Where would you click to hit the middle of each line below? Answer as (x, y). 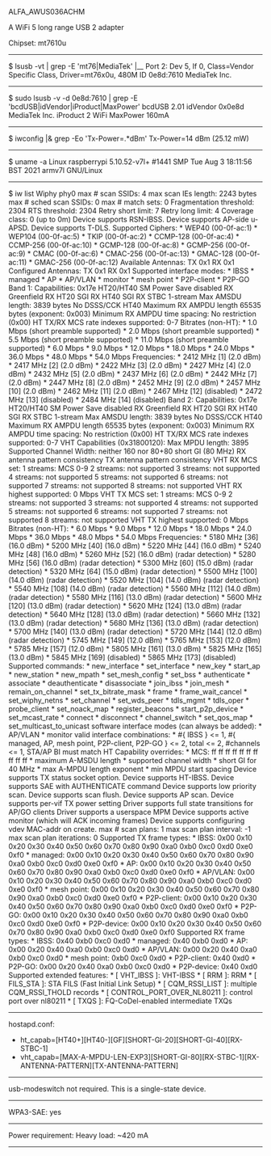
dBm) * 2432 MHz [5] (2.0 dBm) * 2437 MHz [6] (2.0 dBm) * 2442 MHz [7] (133, 374)
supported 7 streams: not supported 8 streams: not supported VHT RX (125, 485)
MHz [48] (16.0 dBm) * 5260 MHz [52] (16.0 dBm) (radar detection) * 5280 (132, 554)
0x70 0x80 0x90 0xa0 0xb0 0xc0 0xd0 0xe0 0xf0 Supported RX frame (127, 932)
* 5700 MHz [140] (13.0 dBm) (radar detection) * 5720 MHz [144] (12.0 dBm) (135, 631)
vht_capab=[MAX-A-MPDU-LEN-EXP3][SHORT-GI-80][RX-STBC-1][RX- (140, 1057)
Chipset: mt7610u (38, 43)
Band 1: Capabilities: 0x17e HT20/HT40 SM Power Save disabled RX (121, 288)
